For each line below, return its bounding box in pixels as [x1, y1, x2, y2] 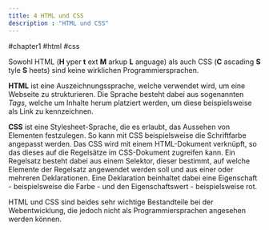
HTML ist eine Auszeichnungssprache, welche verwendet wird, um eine [8, 81, 246, 91]
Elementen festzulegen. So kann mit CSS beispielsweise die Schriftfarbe [8, 130, 247, 140]
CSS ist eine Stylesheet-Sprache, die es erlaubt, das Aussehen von [8, 122, 231, 131]
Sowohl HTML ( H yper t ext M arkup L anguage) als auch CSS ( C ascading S [8, 57, 261, 67]
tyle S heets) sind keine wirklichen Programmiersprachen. [8, 65, 199, 75]
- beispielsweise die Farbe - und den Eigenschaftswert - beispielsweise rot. [8, 181, 258, 191]
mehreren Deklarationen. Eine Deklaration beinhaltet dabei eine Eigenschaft [8, 173, 258, 183]
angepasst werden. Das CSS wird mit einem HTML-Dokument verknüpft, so [8, 139, 258, 148]
